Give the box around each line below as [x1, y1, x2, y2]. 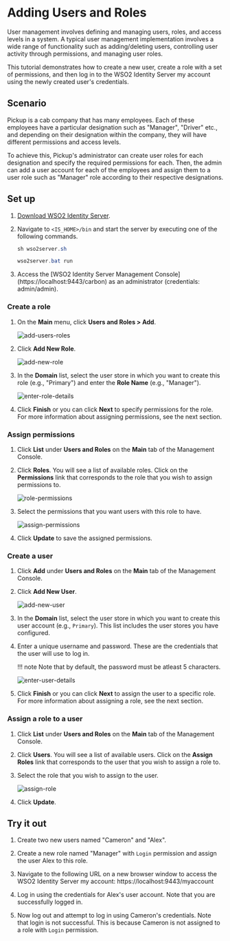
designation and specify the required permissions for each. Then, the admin [7, 158, 222, 167]
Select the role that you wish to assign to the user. [16, 771, 159, 779]
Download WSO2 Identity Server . [16, 211, 111, 220]
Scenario [7, 98, 47, 110]
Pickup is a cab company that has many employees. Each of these [7, 116, 194, 124]
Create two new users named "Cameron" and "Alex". [16, 836, 167, 845]
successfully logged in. [16, 898, 83, 907]
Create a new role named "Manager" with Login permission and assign [16, 849, 218, 858]
